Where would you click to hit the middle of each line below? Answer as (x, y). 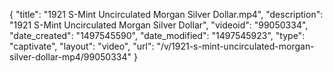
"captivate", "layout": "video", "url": (82, 46)
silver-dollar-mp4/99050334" (70, 57)
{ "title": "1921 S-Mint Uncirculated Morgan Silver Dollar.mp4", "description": (166, 14)
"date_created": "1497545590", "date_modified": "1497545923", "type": (157, 35)
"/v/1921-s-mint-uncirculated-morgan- (235, 46)
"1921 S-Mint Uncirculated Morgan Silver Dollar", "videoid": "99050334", (159, 25)
